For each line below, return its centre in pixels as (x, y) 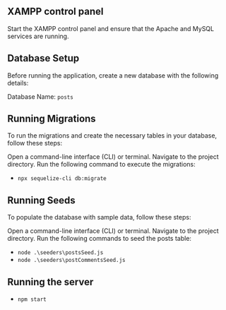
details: (18, 83)
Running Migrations (52, 119)
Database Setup (43, 58)
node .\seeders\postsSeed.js (60, 253)
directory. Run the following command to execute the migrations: (101, 165)
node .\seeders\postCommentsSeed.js (71, 261)
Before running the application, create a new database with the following (113, 75)
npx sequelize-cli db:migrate (62, 179)
